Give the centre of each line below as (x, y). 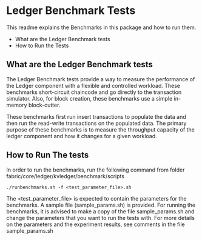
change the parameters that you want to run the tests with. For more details (101, 218)
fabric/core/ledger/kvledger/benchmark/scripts (66, 176)
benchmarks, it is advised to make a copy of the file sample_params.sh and (100, 211)
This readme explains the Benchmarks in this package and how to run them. (101, 27)
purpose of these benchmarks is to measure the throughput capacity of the (101, 129)
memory (17, 105)
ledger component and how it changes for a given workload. (82, 136)
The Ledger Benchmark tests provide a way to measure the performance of (101, 79)
